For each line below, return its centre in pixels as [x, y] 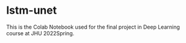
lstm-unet [32, 10]
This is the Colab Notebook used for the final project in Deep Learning [93, 27]
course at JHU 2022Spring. [40, 33]
